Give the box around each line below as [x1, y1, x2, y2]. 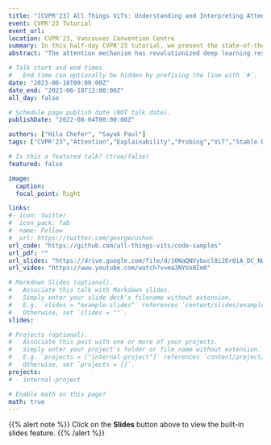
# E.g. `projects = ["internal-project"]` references [8, 353, 200, 361]
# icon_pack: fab [8, 219, 70, 227]
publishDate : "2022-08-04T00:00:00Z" [8, 116, 135, 124]
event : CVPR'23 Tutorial [8, 19, 92, 27]
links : [8, 204, 31, 212]
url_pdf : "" [8, 249, 48, 257]
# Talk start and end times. [8, 64, 106, 73]
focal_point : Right [15, 189, 81, 198]
